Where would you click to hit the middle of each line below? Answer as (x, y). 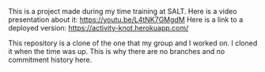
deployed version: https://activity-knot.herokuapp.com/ (98, 28)
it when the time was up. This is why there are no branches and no (117, 51)
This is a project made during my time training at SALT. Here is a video (123, 11)
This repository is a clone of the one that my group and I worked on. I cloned (133, 43)
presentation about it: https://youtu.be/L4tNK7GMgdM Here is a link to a (126, 20)
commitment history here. (50, 59)
